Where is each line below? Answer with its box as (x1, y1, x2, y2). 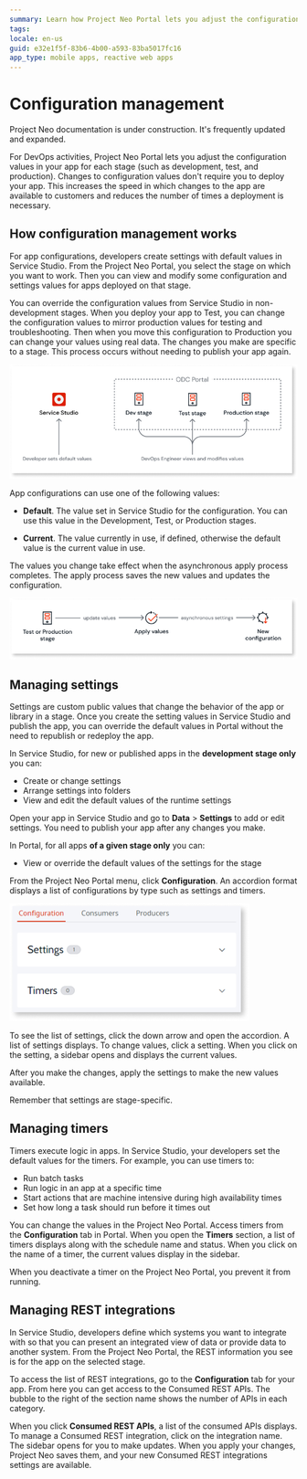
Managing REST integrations (9, 1303, 176, 1318)
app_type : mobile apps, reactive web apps (9, 53, 174, 63)
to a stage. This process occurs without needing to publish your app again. (9, 345, 291, 356)
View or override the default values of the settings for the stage (22, 858, 262, 869)
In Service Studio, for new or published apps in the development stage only (9, 748, 297, 759)
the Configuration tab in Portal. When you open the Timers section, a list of (9, 1229, 295, 1240)
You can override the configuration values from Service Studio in (9, 297, 254, 308)
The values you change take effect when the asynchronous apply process (9, 560, 289, 571)
